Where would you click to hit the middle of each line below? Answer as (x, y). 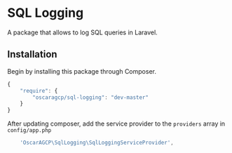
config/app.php (29, 131)
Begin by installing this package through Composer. (82, 71)
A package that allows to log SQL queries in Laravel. (82, 32)
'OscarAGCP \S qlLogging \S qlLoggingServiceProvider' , (97, 143)
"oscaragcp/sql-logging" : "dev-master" (91, 97)
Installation (32, 54)
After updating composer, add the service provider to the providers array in (116, 124)
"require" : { (39, 91)
